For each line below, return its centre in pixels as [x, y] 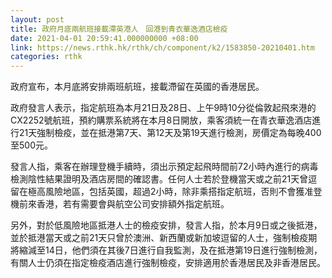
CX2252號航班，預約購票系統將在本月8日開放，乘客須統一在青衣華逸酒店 [161, 120]
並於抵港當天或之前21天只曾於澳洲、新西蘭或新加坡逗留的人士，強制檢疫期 [164, 238]
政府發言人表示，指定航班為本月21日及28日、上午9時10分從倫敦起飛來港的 [163, 108]
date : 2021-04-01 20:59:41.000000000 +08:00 [104, 38]
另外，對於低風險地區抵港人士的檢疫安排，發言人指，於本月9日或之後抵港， [166, 225]
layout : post [37, 19]
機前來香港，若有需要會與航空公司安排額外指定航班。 [120, 204]
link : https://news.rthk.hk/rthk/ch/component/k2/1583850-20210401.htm [162, 47]
